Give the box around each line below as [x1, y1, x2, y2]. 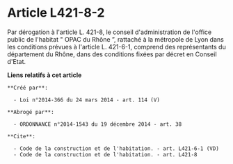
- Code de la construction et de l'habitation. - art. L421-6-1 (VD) [13, 145, 219, 152]
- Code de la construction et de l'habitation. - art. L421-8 [13, 151, 198, 158]
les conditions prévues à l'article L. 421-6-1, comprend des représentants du [7, 42, 226, 51]
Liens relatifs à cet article [7, 71, 82, 79]
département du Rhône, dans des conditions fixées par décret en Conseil [7, 50, 217, 58]
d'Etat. [7, 57, 26, 65]
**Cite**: [7, 133, 36, 140]
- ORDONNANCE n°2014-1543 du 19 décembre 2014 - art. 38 [13, 120, 182, 128]
